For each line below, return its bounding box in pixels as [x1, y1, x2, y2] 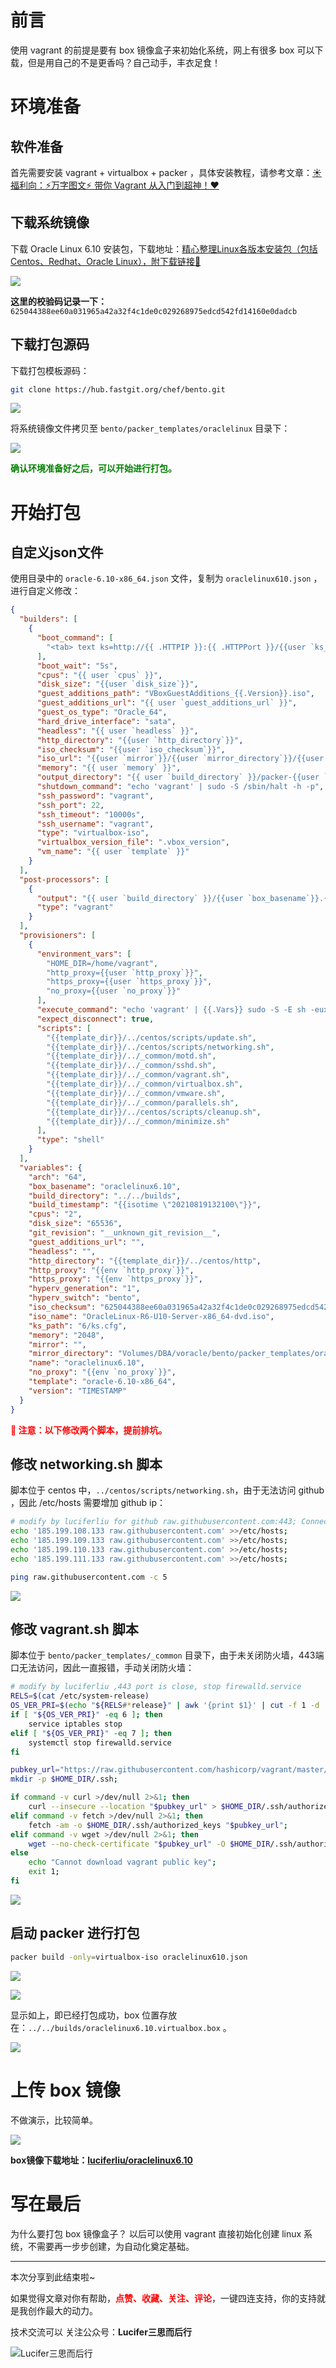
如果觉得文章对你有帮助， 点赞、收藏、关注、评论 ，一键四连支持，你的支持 [10, 2292, 317, 2304]
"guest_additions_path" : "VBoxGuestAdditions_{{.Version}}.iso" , [36, 689, 315, 699]
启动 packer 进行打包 [10, 1925, 140, 1942]
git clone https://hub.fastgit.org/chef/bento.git [10, 384, 226, 395]
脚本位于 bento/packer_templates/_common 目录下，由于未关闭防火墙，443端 [10, 1649, 325, 1661]
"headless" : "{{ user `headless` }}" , [36, 726, 199, 736]
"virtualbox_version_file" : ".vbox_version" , [36, 837, 230, 848]
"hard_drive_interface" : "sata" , [36, 716, 177, 726]
